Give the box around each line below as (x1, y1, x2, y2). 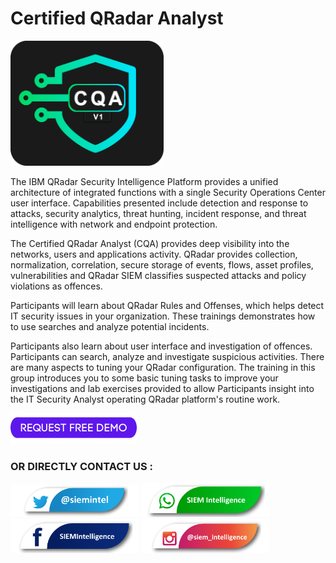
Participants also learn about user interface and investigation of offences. (10, 340, 313, 352)
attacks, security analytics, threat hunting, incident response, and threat (10, 207, 307, 219)
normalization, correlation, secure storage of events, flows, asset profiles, (10, 258, 314, 271)
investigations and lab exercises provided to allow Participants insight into (10, 382, 315, 394)
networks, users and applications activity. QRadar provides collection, (10, 248, 298, 260)
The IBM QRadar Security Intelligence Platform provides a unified (10, 175, 279, 187)
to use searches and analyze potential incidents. (10, 320, 210, 332)
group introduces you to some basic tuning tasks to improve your (10, 372, 279, 384)
